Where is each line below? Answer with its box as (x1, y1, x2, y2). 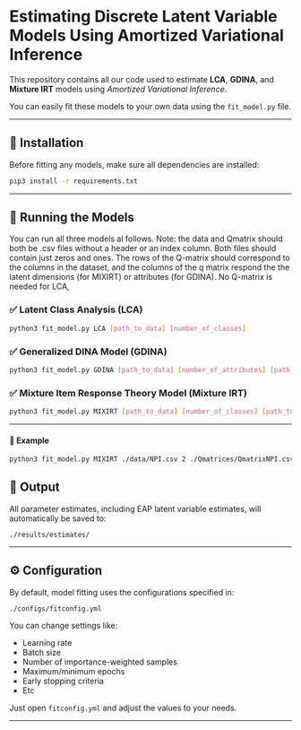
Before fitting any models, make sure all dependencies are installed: (9, 159, 260, 169)
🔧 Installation (9, 135, 84, 151)
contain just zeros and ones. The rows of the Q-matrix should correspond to (9, 253, 291, 264)
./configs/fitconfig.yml (9, 604, 102, 613)
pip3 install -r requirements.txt (9, 177, 139, 186)
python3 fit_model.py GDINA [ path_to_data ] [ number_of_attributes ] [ (9, 365, 275, 374)
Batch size (21, 647, 61, 657)
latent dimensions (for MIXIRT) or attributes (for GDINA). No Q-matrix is (9, 272, 273, 282)
